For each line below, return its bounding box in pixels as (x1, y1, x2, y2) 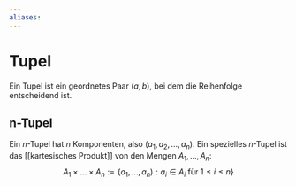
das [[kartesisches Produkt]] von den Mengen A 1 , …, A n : (9, 151, 212, 163)
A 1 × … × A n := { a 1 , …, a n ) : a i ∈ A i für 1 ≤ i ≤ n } (63, 166, 234, 179)
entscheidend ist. (9, 89, 72, 100)
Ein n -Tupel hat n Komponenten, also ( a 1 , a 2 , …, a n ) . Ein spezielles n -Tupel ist (9, 139, 287, 151)
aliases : (9, 12, 42, 22)
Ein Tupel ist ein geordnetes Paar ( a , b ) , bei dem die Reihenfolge (9, 81, 243, 91)
